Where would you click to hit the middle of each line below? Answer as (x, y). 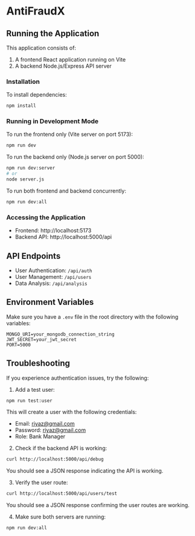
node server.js (25, 179)
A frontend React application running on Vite (70, 59)
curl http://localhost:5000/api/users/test (62, 494)
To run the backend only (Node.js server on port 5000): (75, 157)
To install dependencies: (37, 95)
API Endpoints (34, 256)
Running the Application (53, 33)
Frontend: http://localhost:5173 (53, 231)
